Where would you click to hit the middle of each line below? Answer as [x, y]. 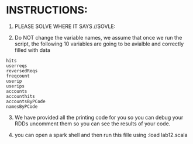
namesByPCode [22, 106]
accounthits [20, 96]
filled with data [32, 50]
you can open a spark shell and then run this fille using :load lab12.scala [101, 135]
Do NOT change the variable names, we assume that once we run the [98, 37]
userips [15, 86]
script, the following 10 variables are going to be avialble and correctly [99, 44]
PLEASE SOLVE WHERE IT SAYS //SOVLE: [65, 26]
